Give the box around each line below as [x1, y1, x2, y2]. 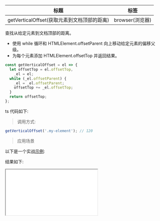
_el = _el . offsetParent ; [14, 81, 65, 86]
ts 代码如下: [5, 108, 28, 114]
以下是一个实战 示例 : [5, 148, 46, 154]
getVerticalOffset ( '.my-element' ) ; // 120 [5, 128, 93, 133]
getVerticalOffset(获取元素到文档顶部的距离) [7, 17, 109, 23]
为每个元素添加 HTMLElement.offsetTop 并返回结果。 [12, 53, 120, 58]
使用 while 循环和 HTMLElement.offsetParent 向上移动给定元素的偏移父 [12, 41, 156, 46]
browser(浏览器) [114, 17, 152, 23]
